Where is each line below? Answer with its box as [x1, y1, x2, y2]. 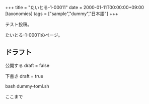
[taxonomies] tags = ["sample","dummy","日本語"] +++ [5, 11, 118, 17]
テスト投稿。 [5, 22, 32, 27]
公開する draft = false [5, 62, 49, 68]
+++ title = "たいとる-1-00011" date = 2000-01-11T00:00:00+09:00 [5, 5, 144, 10]
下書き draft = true [5, 73, 44, 79]
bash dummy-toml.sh [5, 83, 49, 89]
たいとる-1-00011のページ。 [5, 32, 63, 38]
